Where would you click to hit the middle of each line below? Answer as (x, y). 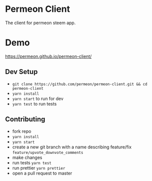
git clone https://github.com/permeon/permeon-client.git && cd (80, 84)
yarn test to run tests (34, 104)
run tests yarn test (32, 163)
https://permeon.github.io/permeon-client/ (49, 56)
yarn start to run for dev (38, 98)
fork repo (22, 131)
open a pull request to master (42, 173)
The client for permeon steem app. (40, 23)
